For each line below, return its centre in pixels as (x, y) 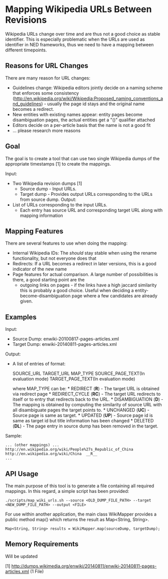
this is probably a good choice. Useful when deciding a (77, 291)
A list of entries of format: (39, 364)
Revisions (26, 20)
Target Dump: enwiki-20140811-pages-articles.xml (64, 344)
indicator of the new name (40, 269)
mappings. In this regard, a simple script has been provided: (67, 491)
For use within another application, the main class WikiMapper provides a (81, 514)
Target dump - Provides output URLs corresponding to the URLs (86, 194)
